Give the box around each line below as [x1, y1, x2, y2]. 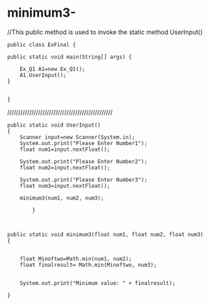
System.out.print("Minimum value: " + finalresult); [19, 279, 176, 286]
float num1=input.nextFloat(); [19, 146, 111, 153]
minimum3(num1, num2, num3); [19, 195, 104, 201]
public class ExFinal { [7, 41, 76, 48]
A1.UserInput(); [19, 72, 67, 79]
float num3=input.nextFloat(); [19, 182, 111, 189]
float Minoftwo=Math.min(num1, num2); [19, 255, 132, 262]
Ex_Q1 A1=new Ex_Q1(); [19, 65, 86, 72]
